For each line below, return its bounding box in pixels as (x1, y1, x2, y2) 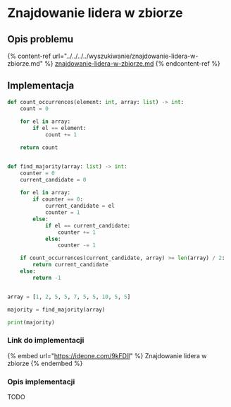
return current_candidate (32, 261, 109, 269)
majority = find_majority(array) (7, 306, 106, 313)
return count (20, 144, 58, 151)
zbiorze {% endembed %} (7, 359, 83, 367)
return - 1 (32, 274, 61, 281)
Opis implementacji (7, 377, 75, 387)
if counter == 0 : (32, 196, 83, 203)
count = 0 (20, 105, 49, 112)
